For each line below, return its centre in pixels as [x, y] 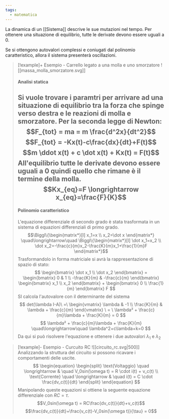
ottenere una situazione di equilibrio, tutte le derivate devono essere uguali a [85, 34]
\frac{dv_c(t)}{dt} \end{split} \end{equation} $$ [91, 382]
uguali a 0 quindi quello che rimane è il [79, 171]
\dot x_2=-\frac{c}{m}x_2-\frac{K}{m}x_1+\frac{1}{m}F [91, 246]
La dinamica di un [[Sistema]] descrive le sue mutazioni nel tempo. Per [79, 29]
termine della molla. [49, 179]
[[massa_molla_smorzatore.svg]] [51, 70]
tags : [11, 10]
